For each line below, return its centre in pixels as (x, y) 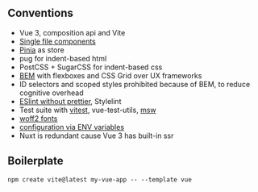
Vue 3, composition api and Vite (72, 32)
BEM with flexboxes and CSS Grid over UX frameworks (110, 75)
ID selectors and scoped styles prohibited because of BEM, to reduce (135, 84)
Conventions (41, 13)
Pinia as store (42, 50)
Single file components (57, 41)
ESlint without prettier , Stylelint (70, 101)
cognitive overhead (51, 93)
